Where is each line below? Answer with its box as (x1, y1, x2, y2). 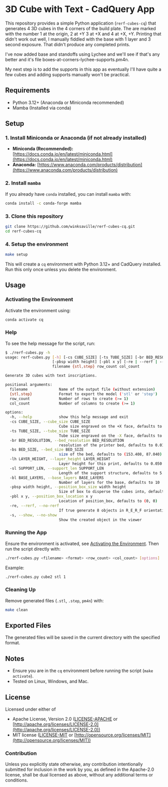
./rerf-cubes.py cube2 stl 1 (5, 574, 66, 579)
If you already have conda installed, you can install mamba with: (5, 191, 131, 197)
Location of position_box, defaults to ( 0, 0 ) (58, 498, 157, 504)
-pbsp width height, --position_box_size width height (9, 484, 126, 490)
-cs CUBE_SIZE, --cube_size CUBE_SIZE (9, 419, 91, 425)
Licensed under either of (5, 706, 56, 712)
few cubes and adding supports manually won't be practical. (5, 71, 130, 77)
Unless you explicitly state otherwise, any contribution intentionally (5, 761, 143, 767)
